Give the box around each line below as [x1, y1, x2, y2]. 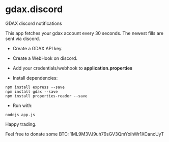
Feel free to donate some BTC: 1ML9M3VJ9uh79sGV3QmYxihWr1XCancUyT [5, 131, 164, 137]
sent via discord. [5, 35, 40, 42]
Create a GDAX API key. [12, 45, 63, 51]
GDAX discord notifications [5, 20, 62, 26]
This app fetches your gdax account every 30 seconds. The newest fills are [5, 30, 164, 36]
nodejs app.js [5, 112, 36, 117]
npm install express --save [5, 85, 65, 90]
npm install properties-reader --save [5, 93, 88, 98]
